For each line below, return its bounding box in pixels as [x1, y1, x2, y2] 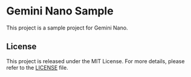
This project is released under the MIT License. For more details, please [6, 57, 185, 64]
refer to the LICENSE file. [6, 64, 68, 71]
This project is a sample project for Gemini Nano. [6, 24, 128, 31]
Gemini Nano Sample [6, 4, 114, 18]
